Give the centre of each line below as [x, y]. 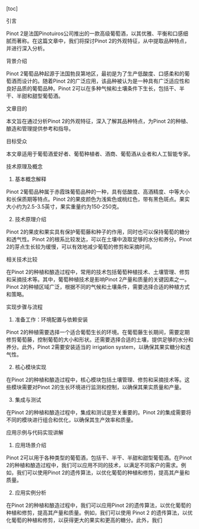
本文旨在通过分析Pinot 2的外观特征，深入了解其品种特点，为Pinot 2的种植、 [99, 121]
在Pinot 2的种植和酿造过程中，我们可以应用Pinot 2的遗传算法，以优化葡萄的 [99, 505]
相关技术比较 [22, 259]
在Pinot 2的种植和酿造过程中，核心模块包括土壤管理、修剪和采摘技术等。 [96, 380]
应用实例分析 [30, 492]
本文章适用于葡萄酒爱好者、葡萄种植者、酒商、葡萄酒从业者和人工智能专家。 [100, 154]
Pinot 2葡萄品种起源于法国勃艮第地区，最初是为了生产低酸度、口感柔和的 [96, 73]
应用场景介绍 [30, 445]
